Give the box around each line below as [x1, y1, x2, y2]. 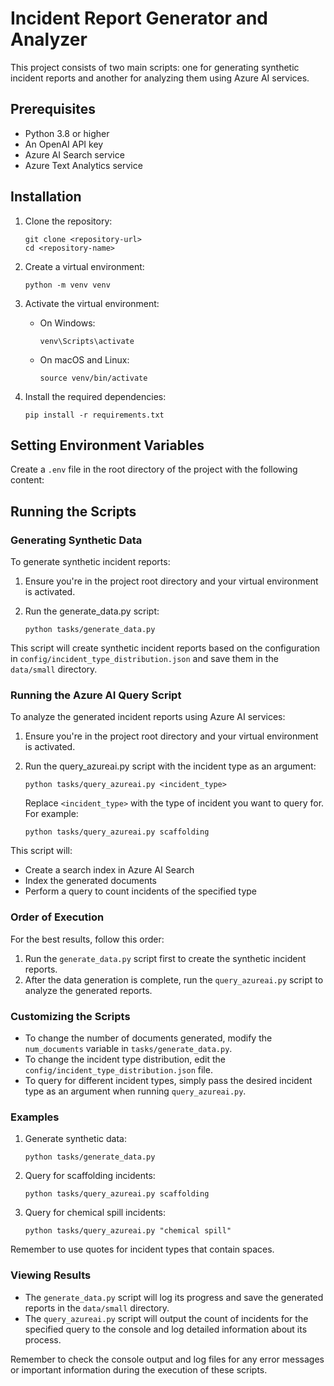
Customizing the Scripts [10, 1009, 131, 1023]
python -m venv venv [24, 280, 111, 290]
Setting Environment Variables [10, 437, 205, 454]
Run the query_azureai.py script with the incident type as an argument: [24, 760, 317, 772]
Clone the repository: [24, 215, 113, 227]
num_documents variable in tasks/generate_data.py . [24, 1042, 233, 1054]
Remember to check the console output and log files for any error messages [10, 1353, 325, 1365]
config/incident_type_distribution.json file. [24, 1063, 213, 1076]
